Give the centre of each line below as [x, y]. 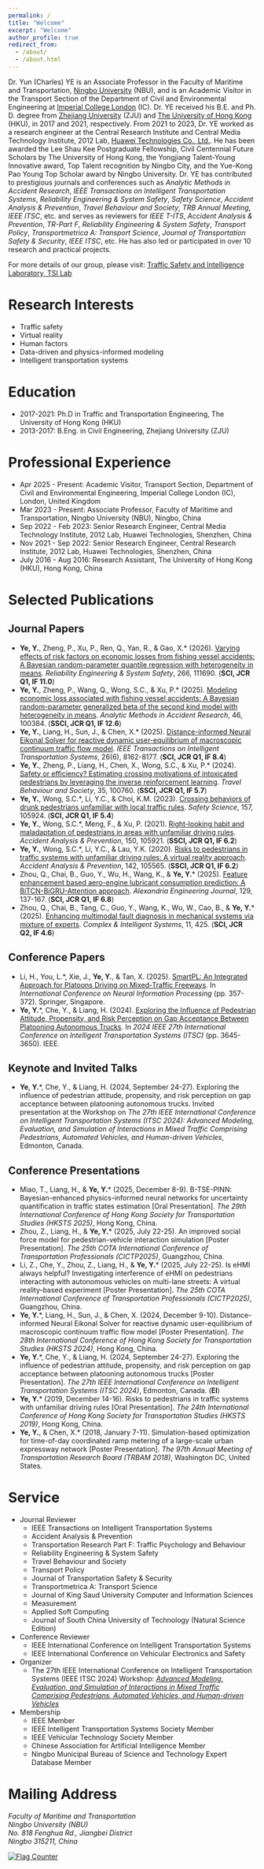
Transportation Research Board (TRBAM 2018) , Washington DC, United [135, 1458]
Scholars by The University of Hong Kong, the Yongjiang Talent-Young [122, 157]
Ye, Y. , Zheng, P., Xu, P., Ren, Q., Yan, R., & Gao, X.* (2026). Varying [130, 648]
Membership [40, 1712]
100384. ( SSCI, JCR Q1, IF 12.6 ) [70, 723]
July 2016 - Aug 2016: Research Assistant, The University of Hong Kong [136, 560]
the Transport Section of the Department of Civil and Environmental [117, 99]
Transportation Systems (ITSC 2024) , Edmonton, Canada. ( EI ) [119, 1391]
